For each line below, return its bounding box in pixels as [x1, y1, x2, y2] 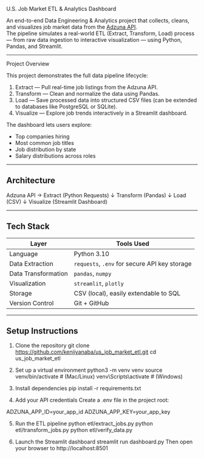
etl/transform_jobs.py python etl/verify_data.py [15, 426, 132, 434]
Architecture [6, 175, 56, 186]
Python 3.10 [73, 249, 109, 258]
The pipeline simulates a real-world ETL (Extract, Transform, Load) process [6, 30, 195, 37]
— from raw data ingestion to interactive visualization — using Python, [6, 36, 182, 43]
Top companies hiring [15, 133, 70, 140]
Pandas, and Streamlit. [6, 42, 63, 50]
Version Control [9, 298, 54, 307]
